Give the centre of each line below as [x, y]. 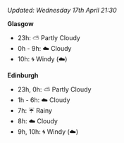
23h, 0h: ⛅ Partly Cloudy [54, 89]
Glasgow [20, 24]
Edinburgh [23, 75]
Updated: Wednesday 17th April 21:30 [62, 10]
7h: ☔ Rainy [35, 111]
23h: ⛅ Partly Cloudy [49, 38]
